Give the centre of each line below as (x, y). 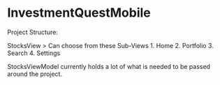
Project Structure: (32, 32)
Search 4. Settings (34, 53)
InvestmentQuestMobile (79, 13)
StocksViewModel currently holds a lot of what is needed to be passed (109, 66)
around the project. (35, 74)
